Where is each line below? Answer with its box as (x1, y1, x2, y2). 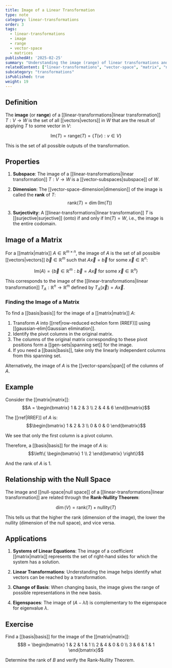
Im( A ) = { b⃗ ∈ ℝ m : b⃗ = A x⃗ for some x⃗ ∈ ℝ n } (34, 267, 138, 274)
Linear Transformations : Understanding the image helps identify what (12, 569, 162, 575)
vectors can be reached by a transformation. (12, 574, 107, 580)
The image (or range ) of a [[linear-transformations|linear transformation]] (5, 111, 161, 118)
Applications (5, 534, 47, 543)
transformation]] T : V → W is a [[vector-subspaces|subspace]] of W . (12, 176, 160, 183)
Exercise (5, 620, 34, 628)
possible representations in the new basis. (12, 590, 102, 596)
